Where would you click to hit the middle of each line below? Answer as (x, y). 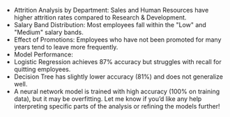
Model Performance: (43, 54)
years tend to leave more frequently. (66, 47)
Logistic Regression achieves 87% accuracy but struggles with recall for (117, 62)
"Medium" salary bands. (48, 32)
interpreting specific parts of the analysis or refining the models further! (117, 106)
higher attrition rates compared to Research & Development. (100, 17)
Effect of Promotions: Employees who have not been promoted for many (117, 40)
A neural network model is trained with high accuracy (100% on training (117, 91)
